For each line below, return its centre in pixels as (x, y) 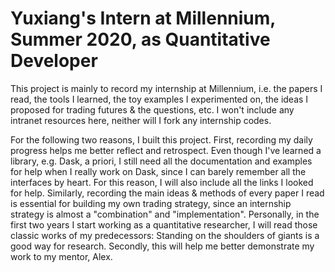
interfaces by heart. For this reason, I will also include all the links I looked (162, 182)
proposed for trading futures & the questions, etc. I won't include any (152, 109)
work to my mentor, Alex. (61, 256)
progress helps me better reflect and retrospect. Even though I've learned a (166, 150)
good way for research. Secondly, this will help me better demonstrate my (162, 246)
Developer (54, 61)
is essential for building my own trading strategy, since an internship (151, 203)
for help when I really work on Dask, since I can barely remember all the (158, 171)
